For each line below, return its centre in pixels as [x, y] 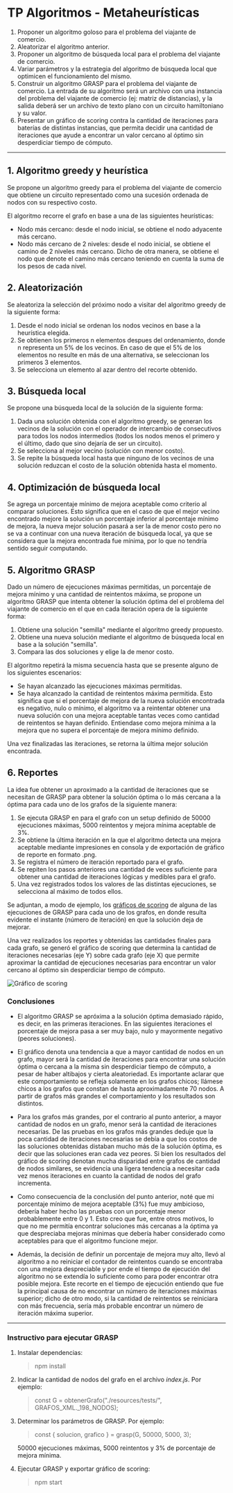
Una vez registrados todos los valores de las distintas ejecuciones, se [117, 884]
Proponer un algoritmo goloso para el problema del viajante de [106, 32]
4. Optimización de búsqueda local [84, 487]
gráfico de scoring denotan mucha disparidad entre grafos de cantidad [119, 1161]
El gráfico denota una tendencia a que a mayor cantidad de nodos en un [120, 1052]
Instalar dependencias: [50, 1353]
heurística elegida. [44, 333]
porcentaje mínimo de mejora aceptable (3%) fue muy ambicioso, [111, 1204]
